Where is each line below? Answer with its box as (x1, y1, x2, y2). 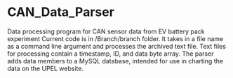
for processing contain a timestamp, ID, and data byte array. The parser (7, 49, 214, 58)
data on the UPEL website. (7, 64, 84, 72)
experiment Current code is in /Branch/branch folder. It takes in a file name (7, 34, 224, 42)
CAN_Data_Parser (7, 4, 114, 20)
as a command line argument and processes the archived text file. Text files (7, 42, 227, 50)
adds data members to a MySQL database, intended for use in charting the (7, 56, 223, 65)
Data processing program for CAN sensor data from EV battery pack (7, 27, 205, 36)
